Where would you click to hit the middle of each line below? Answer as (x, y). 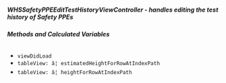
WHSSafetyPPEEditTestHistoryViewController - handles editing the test (113, 10)
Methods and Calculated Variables (58, 34)
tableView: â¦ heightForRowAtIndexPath (75, 72)
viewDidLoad (34, 56)
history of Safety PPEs (40, 16)
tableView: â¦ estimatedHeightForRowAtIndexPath (88, 63)
